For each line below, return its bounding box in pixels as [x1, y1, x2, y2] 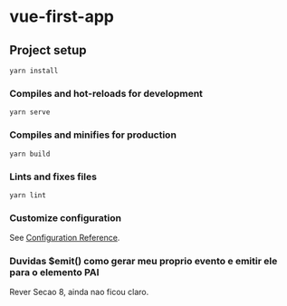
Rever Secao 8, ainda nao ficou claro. [9, 287, 149, 298]
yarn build [9, 149, 51, 158]
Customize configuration [9, 211, 122, 224]
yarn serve [9, 108, 51, 117]
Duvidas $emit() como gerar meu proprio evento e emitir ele [9, 255, 278, 268]
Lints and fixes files [9, 170, 98, 183]
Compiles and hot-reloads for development [9, 87, 204, 100]
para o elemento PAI [9, 266, 100, 279]
